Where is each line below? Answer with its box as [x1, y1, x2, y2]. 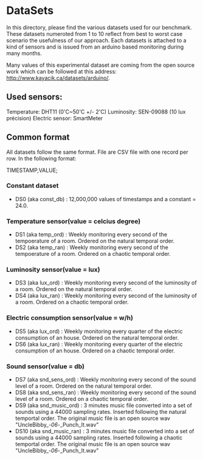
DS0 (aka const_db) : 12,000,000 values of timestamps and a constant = [15, 195, 196, 202]
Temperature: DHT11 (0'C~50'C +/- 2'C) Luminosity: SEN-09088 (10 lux [6, 108, 186, 115]
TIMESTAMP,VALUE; [6, 166, 58, 174]
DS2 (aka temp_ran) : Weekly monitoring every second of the [15, 244, 168, 251]
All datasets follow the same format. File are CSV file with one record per [6, 148, 188, 156]
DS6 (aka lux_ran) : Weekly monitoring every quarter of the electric [15, 340, 184, 348]
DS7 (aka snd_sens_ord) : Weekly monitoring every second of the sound [15, 376, 196, 383]
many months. [6, 49, 43, 57]
